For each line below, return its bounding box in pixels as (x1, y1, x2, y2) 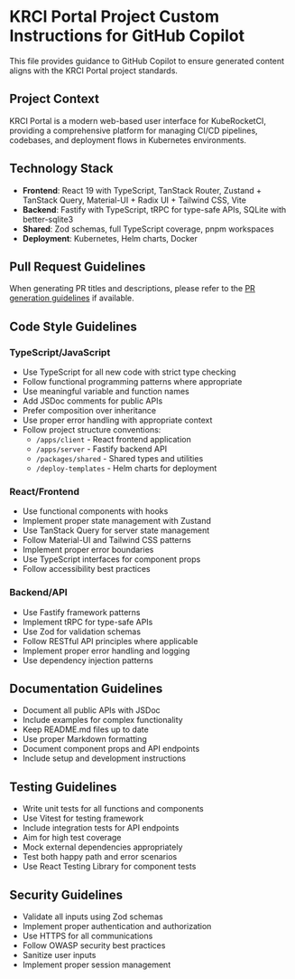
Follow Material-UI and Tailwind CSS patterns (22, 535, 191, 546)
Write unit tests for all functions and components (22, 803, 205, 814)
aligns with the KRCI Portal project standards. (9, 65, 179, 76)
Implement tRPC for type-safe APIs (22, 616, 153, 627)
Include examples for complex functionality (22, 715, 183, 726)
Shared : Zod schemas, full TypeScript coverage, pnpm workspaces (22, 223, 274, 234)
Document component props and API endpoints (22, 744, 200, 755)
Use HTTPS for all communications (22, 930, 153, 942)
